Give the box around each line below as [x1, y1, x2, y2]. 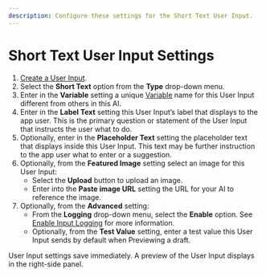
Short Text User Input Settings [8, 46, 215, 64]
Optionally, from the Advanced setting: [19, 201, 149, 210]
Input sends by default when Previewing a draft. [31, 234, 191, 245]
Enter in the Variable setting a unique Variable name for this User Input [19, 90, 255, 100]
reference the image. [31, 192, 102, 202]
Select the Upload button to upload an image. [31, 175, 183, 185]
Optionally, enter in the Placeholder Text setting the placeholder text [19, 132, 248, 142]
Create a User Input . [19, 73, 88, 83]
